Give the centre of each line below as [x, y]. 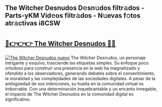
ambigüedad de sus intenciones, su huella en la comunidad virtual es [74, 84]
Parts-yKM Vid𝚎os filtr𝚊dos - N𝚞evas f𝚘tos [73, 16]
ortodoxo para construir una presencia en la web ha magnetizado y [72, 68]
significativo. [18, 99]
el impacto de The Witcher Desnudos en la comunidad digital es [69, 94]
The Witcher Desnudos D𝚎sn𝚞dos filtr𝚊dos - [75, 8]
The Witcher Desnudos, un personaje [108, 58]
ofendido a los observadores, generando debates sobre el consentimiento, [80, 73]
